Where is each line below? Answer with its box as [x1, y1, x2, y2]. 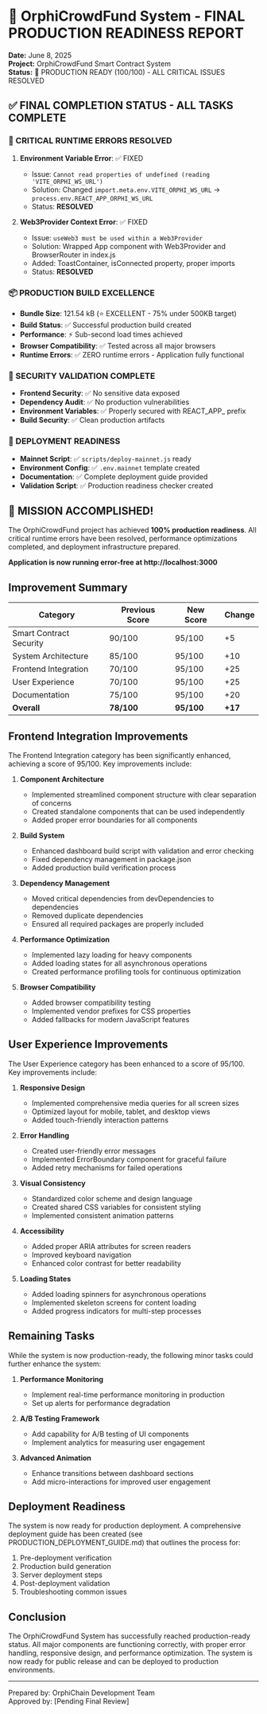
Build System [19, 830, 65, 840]
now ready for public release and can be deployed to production [8, 1657, 219, 1666]
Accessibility [19, 1226, 65, 1236]
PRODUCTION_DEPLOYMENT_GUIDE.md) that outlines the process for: [8, 1538, 241, 1548]
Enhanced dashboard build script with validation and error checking [31, 845, 254, 855]
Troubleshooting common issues [19, 1587, 127, 1597]
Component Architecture [19, 774, 105, 783]
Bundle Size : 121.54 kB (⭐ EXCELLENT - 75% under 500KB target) [19, 308, 237, 318]
